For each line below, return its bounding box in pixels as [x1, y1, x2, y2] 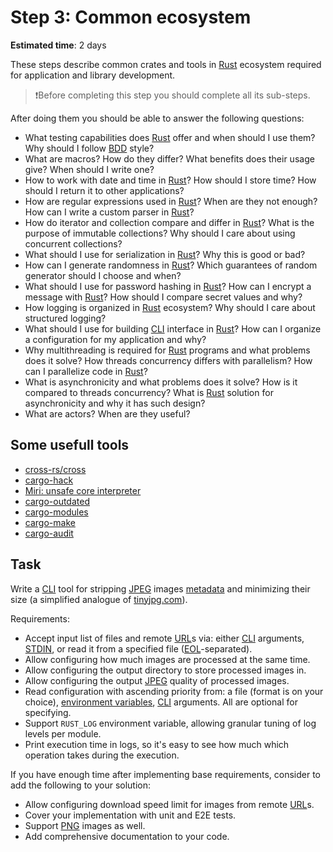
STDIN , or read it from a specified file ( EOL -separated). [24, 642, 253, 655]
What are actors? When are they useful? [24, 407, 191, 420]
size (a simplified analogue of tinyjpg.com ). [10, 593, 188, 605]
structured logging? [24, 312, 107, 324]
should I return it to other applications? [24, 184, 185, 196]
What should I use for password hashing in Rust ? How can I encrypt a [24, 280, 312, 292]
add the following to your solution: [10, 779, 152, 791]
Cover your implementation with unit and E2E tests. [24, 809, 237, 821]
